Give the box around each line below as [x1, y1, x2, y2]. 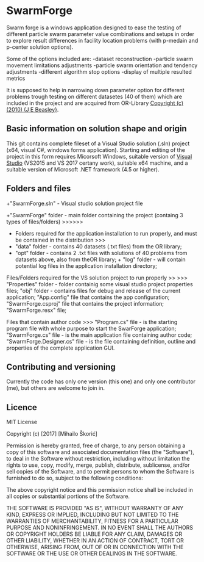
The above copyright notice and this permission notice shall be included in [6, 486, 193, 494]
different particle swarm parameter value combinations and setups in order [6, 30, 195, 37]
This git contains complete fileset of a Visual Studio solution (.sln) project [6, 140, 190, 147]
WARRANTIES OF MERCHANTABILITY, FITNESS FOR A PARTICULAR [6, 517, 178, 525]
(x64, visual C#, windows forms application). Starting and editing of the [6, 146, 186, 153]
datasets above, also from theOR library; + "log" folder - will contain [15, 256, 186, 263]
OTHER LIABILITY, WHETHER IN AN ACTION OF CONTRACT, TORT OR [6, 537, 184, 544]
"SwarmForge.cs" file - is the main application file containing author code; [6, 331, 192, 339]
